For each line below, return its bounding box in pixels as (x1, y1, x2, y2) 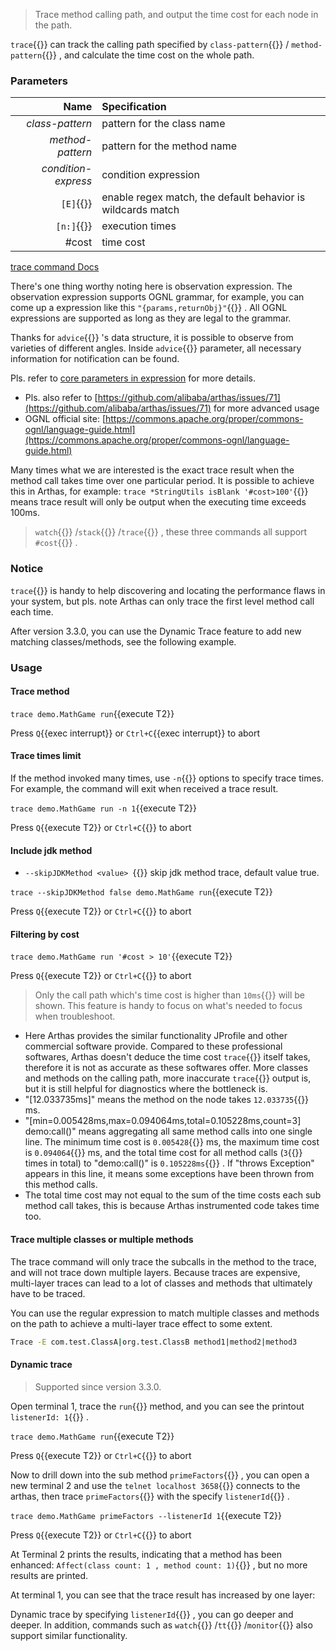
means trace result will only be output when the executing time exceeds (10, 496, 307, 508)
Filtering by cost (10, 928, 80, 940)
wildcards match (101, 203, 180, 217)
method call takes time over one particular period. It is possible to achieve (10, 475, 315, 487)
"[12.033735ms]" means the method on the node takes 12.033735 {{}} (24, 1094, 310, 1106)
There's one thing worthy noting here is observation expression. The (10, 280, 293, 293)
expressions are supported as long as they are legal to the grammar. (10, 312, 292, 324)
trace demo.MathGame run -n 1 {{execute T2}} (10, 802, 197, 814)
